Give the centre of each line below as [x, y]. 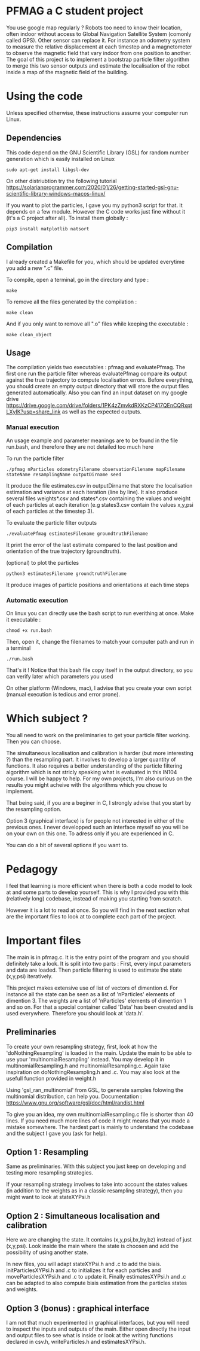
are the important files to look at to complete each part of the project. [91, 916]
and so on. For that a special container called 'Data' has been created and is [100, 1007]
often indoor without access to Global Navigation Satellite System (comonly [99, 34]
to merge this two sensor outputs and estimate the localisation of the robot [98, 66]
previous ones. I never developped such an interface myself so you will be [98, 827]
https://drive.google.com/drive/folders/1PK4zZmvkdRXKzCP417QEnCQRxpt [99, 406]
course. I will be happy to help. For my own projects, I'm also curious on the [99, 778]
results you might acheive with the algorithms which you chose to [87, 784]
